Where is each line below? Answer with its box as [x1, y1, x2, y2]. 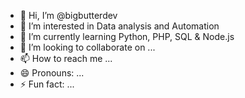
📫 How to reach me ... [19, 53, 113, 64]
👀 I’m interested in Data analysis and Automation [19, 20, 220, 32]
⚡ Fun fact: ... [19, 78, 75, 90]
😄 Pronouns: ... [19, 67, 85, 79]
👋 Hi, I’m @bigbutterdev [19, 10, 118, 21]
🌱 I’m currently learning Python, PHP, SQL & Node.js [19, 31, 235, 42]
